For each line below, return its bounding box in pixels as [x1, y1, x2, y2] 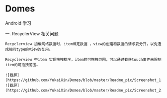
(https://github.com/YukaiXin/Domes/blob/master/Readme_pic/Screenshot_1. [5, 78, 164, 83]
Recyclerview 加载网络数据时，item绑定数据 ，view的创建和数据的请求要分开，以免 [5, 41, 158, 46]
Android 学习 [5, 20, 31, 26]
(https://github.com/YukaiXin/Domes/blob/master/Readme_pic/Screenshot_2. [5, 88, 164, 93]
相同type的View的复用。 [8, 47, 53, 52]
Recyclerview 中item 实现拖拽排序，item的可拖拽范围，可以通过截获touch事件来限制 [5, 57, 162, 62]
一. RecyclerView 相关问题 [5, 30, 59, 36]
